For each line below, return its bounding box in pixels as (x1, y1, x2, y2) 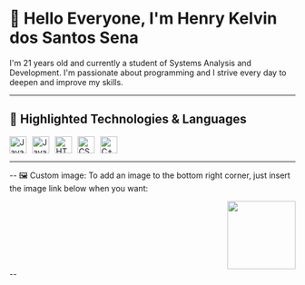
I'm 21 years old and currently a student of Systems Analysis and (9, 57, 252, 68)
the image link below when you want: (9, 182, 149, 193)
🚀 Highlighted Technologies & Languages (9, 112, 247, 127)
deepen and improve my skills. (9, 76, 124, 87)
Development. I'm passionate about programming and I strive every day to (9, 67, 287, 78)
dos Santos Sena (9, 27, 139, 48)
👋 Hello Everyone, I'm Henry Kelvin (9, 8, 278, 29)
